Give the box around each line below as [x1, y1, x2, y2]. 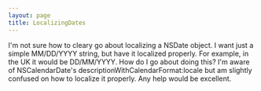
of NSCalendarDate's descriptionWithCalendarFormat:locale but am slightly [8, 65, 253, 75]
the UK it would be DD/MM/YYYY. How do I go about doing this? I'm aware [8, 56, 250, 67]
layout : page [8, 11, 51, 20]
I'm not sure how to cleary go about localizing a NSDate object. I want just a [8, 40, 254, 49]
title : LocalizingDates [8, 19, 86, 27]
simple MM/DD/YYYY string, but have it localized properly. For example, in [8, 49, 249, 58]
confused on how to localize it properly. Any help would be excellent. [8, 74, 232, 83]
